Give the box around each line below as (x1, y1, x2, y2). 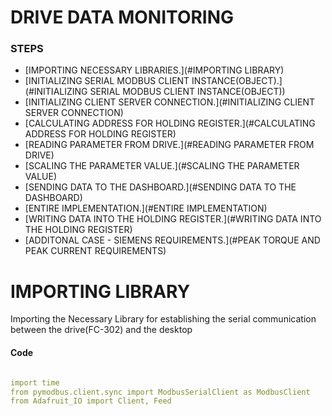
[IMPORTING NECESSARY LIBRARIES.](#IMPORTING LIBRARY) (24, 64, 285, 76)
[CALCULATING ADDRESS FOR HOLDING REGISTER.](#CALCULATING (24, 117, 316, 130)
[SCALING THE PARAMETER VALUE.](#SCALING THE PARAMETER (24, 160, 300, 172)
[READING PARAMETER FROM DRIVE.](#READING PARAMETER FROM (24, 139, 315, 151)
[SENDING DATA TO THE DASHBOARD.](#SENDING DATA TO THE (24, 181, 297, 193)
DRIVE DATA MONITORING (10, 6, 235, 29)
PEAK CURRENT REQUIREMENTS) (24, 245, 167, 257)
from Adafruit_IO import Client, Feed (10, 396, 172, 406)
